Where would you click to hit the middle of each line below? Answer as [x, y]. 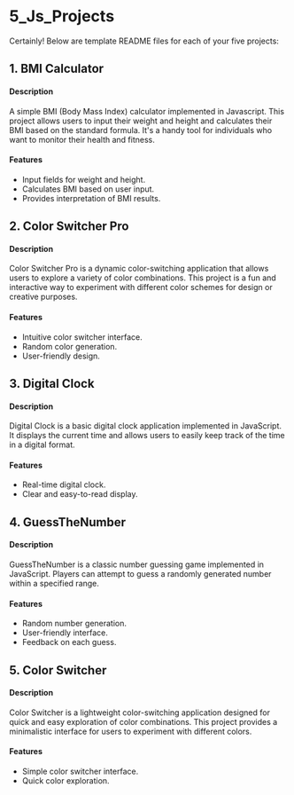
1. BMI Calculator [57, 69]
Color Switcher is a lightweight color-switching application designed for [139, 712]
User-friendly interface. [65, 633]
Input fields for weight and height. [84, 179]
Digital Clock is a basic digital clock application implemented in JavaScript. [145, 426]
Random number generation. [74, 624]
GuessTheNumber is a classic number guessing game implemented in [136, 564]
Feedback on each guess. [69, 642]
